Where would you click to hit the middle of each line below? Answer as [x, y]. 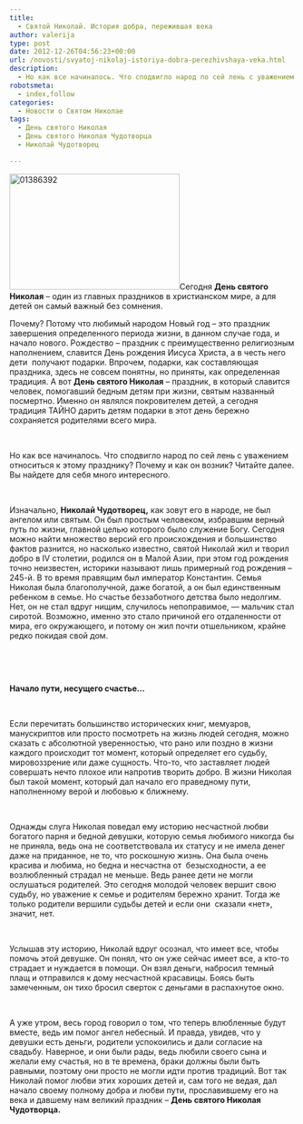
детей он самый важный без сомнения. [86, 306]
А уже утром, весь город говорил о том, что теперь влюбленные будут [148, 1022]
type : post [30, 43]
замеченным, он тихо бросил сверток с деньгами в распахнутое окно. [147, 987]
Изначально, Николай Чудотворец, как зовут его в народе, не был [140, 509]
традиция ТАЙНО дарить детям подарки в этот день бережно [129, 410]
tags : [20, 119]
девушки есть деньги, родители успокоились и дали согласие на [136, 1041]
